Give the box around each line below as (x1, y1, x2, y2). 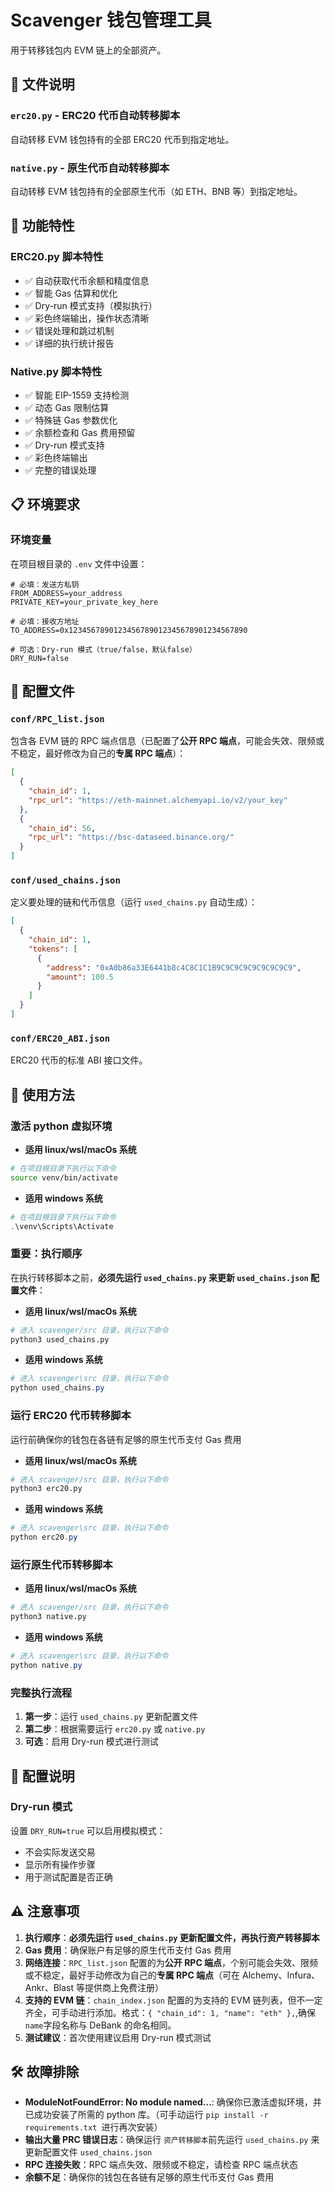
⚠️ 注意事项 (10, 1903, 80, 1920)
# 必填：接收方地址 (10, 616, 80, 626)
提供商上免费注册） (84, 1981, 165, 1993)
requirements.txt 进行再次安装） (24, 2121, 163, 2133)
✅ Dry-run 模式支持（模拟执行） (24, 299, 158, 311)
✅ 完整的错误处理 (24, 464, 97, 476)
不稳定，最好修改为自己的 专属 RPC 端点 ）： (10, 747, 187, 760)
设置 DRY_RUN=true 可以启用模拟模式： (10, 1824, 166, 1836)
